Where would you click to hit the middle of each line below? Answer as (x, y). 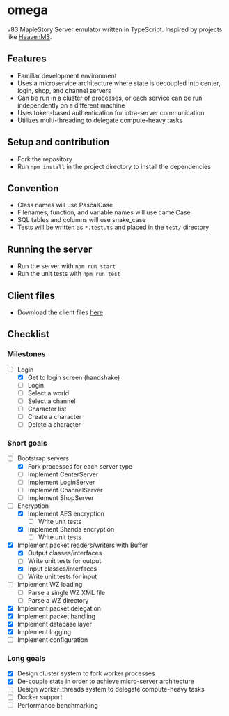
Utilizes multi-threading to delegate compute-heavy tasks (100, 120)
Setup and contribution (58, 142)
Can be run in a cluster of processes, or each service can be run (110, 98)
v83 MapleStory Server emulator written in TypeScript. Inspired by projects (115, 29)
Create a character (55, 417)
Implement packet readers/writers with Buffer (82, 545)
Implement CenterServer (63, 474)
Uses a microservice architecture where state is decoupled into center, (119, 83)
